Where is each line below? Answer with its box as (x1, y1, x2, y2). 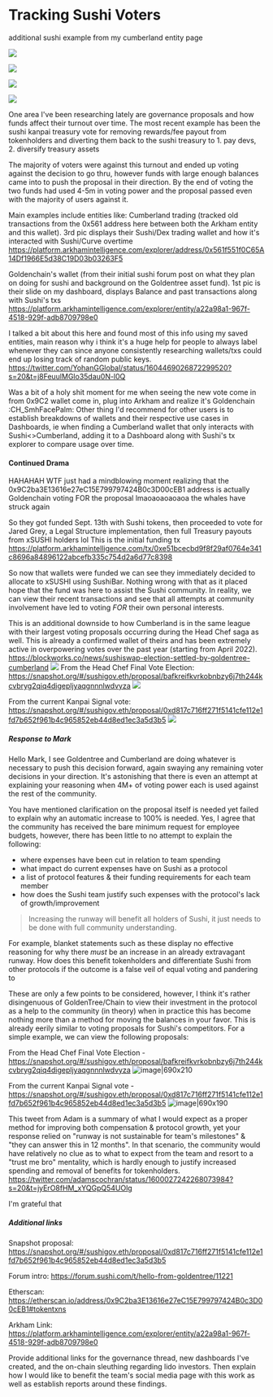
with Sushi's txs (8, 295, 62, 304)
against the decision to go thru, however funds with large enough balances (8, 169, 259, 178)
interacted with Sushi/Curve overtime (8, 236, 133, 246)
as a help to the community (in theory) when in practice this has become (8, 1006, 252, 1016)
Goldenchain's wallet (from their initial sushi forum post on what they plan (8, 269, 255, 278)
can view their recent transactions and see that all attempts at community (8, 594, 254, 604)
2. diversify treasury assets (8, 144, 100, 154)
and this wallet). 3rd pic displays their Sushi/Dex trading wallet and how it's (8, 227, 260, 237)
